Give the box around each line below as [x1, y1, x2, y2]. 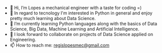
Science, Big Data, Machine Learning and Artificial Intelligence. [9, 26, 140, 32]
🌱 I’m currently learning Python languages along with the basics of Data [9, 20, 158, 26]
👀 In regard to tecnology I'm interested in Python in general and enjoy [9, 10, 153, 16]
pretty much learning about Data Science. [9, 15, 96, 21]
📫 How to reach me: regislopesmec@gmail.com [9, 42, 110, 48]
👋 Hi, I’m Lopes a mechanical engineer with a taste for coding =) [9, 5, 142, 10]
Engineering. [9, 36, 36, 42]
